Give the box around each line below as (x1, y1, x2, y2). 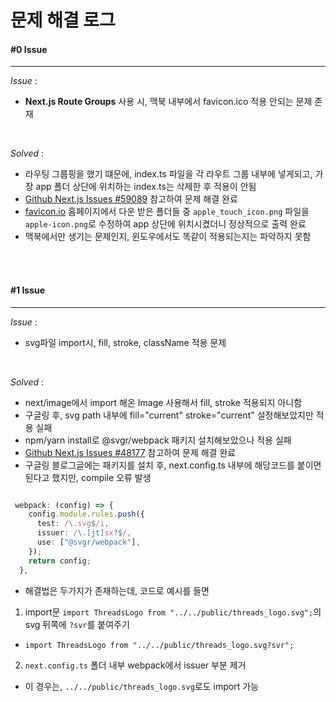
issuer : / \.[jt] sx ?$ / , (36, 528, 132, 538)
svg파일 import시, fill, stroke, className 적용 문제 (24, 336, 227, 348)
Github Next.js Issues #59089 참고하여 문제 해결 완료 (24, 193, 238, 205)
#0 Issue (10, 43, 48, 55)
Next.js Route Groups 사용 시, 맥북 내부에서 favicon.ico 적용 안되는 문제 (24, 96, 313, 108)
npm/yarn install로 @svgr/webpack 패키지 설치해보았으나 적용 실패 (24, 434, 292, 446)
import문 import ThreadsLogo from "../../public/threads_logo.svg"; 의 (24, 606, 322, 618)
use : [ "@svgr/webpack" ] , (36, 537, 141, 548)
